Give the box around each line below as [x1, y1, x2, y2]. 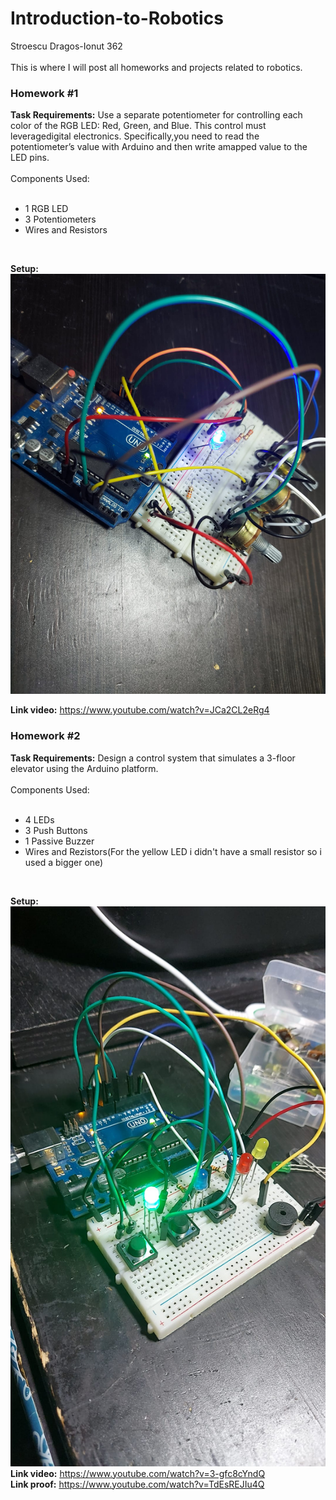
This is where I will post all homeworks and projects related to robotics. [10, 61, 303, 73]
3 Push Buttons [24, 824, 88, 836]
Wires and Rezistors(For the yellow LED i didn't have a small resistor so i [24, 845, 322, 857]
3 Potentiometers [24, 213, 97, 226]
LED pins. [10, 152, 50, 164]
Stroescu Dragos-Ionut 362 [10, 40, 123, 52]
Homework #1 [10, 86, 79, 100]
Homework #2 [10, 729, 81, 743]
